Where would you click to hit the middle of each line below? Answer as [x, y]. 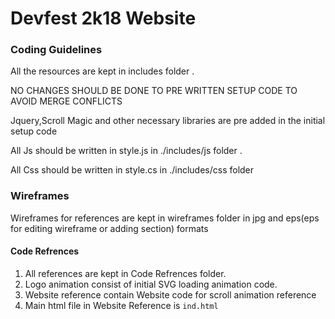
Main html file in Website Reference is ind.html [121, 305]
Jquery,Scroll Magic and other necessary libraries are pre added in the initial [168, 121]
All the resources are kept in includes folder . [102, 71]
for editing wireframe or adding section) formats [109, 228]
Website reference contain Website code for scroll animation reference [170, 294]
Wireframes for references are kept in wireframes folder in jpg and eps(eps [165, 218]
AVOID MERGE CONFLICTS [66, 101]
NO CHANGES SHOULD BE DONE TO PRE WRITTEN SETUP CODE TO [154, 91]
